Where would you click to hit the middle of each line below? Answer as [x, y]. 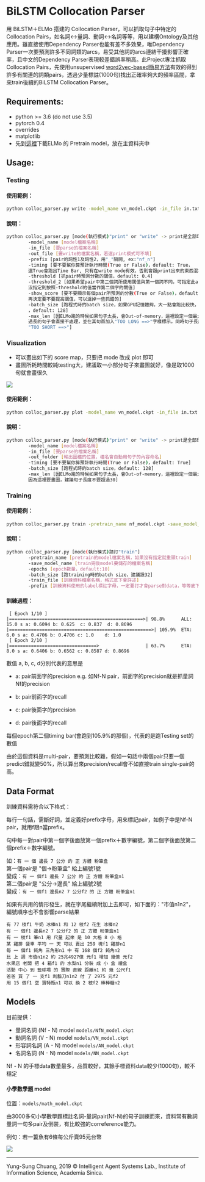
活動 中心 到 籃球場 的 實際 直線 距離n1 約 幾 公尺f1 [69, 970]
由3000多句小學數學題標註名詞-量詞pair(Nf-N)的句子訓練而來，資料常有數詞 [102, 1116]
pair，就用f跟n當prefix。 [37, 827]
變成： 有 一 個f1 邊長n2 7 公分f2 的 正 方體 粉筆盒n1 [71, 892]
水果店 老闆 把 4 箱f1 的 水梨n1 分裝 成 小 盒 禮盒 [67, 964]
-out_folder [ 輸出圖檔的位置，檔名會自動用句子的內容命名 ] [95, 457]
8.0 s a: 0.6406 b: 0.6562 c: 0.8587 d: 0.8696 [68, 651]
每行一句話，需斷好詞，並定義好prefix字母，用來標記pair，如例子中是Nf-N [99, 820]
